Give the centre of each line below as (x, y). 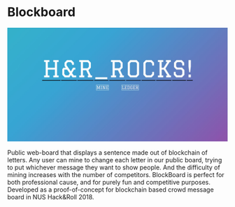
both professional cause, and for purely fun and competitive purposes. (109, 182)
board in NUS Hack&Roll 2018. (51, 197)
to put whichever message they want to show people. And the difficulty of (114, 167)
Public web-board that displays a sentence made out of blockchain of (107, 152)
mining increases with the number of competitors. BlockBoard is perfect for (116, 174)
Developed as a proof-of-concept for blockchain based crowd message (111, 190)
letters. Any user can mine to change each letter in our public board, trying (115, 160)
